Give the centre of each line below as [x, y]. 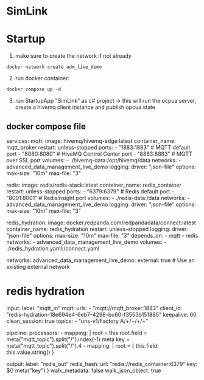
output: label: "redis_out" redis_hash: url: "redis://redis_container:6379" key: [102, 364]
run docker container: [42, 78]
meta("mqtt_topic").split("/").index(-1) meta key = [68, 339]
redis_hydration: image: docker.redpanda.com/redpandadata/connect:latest [101, 223]
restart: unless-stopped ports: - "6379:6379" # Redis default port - [90, 191]
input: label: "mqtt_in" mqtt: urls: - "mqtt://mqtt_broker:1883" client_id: [94, 308]
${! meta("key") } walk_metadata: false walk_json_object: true [84, 370]
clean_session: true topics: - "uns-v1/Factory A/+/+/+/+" [77, 321]
